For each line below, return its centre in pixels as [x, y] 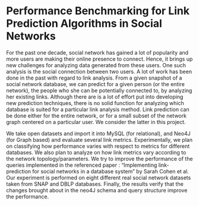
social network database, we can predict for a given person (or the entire [96, 84]
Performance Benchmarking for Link [98, 11]
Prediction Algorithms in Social [84, 23]
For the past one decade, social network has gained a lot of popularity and [97, 52]
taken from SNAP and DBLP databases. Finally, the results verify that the [95, 184]
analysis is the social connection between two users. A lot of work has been [99, 71]
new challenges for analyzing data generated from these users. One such [96, 65]
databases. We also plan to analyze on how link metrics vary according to [96, 152]
